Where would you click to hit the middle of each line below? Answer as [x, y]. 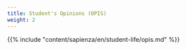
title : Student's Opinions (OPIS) [57, 13]
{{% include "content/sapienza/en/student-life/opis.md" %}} [93, 39]
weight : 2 [21, 20]
